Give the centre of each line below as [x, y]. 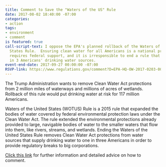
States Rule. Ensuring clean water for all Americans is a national [83, 51]
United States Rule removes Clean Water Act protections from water [74, 135]
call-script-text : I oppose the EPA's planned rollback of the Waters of [83, 46]
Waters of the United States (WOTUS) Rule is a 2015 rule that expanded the [82, 109]
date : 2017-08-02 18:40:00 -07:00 [41, 14]
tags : [11, 28]
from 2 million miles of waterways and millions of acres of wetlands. [74, 89]
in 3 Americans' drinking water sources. [53, 60]
